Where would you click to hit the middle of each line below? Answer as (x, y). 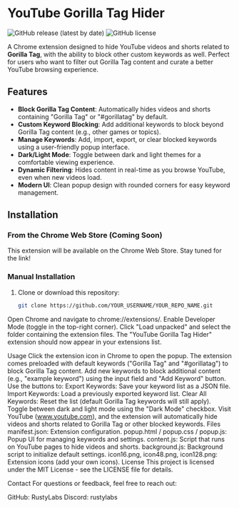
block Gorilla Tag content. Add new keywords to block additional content (114, 371)
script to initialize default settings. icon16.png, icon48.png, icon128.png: (112, 454)
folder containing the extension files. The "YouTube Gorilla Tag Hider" (110, 334)
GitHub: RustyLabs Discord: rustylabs (62, 497)
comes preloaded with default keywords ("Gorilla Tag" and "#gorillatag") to (118, 363)
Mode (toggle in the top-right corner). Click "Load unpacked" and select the (119, 327)
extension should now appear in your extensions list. (85, 342)
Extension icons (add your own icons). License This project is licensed (111, 462)
